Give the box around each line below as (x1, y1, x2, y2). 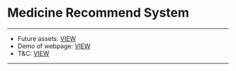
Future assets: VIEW (17, 34, 77, 42)
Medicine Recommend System (7, 5, 190, 21)
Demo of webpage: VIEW (17, 42, 91, 50)
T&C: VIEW (17, 49, 50, 57)
